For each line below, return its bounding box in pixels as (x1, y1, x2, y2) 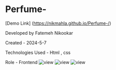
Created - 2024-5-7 (5, 39, 47, 46)
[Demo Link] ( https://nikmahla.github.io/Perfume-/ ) (5, 20, 111, 26)
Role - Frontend (5, 59, 38, 65)
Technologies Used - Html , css (5, 49, 71, 55)
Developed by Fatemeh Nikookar (5, 30, 73, 36)
